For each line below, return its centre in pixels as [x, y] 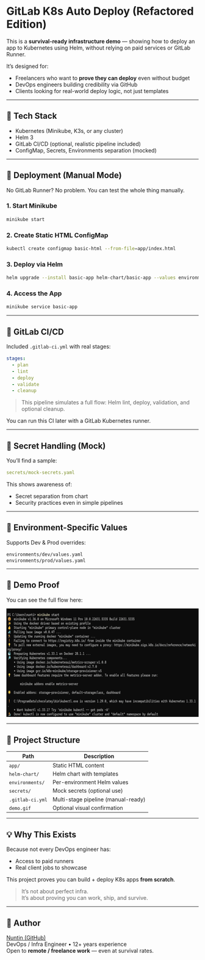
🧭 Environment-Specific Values [67, 528]
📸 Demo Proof [33, 585]
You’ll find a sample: [32, 461]
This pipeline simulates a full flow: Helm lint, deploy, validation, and [106, 403]
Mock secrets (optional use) [88, 791]
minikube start [26, 219]
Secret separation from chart [52, 496]
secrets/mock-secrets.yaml [41, 473]
